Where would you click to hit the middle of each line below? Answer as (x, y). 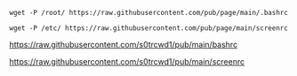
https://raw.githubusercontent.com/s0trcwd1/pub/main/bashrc (124, 45)
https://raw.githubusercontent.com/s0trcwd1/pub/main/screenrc (127, 61)
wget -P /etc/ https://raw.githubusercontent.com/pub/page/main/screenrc (149, 28)
